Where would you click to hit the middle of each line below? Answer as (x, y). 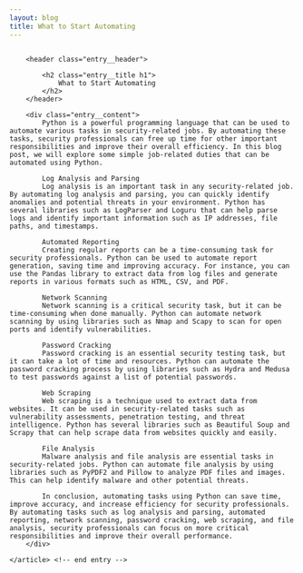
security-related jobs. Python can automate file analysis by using (142, 464)
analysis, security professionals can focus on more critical (129, 528)
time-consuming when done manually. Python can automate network (135, 313)
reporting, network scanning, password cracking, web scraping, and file (152, 520)
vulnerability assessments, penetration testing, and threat (127, 417)
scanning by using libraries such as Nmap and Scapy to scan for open (146, 321)
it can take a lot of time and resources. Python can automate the (140, 361)
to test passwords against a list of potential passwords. (123, 377)
